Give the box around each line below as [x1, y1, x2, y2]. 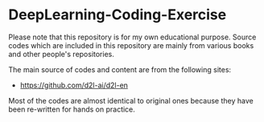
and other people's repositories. [8, 49, 115, 59]
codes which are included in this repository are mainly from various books [8, 40, 254, 50]
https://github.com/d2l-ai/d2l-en [19, 80, 129, 90]
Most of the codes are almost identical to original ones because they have [8, 96, 254, 105]
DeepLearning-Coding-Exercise [8, 6, 227, 24]
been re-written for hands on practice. [8, 104, 135, 114]
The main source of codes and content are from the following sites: [8, 64, 232, 74]
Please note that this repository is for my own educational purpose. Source [8, 32, 257, 42]
